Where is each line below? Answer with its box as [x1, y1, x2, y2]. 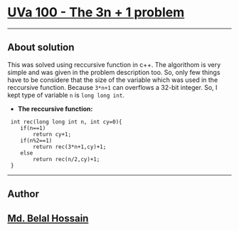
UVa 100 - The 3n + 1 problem [7, 4, 185, 21]
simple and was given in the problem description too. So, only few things [7, 68, 221, 76]
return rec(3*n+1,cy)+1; [33, 143, 107, 150]
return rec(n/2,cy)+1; [33, 155, 100, 163]
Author [7, 188, 39, 200]
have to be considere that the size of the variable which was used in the [7, 76, 218, 84]
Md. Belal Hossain [7, 212, 89, 225]
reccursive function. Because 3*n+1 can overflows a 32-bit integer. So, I [7, 83, 218, 91]
